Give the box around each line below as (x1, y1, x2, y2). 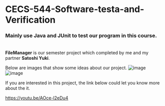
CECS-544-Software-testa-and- (5, 4, 144, 15)
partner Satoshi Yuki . (5, 55, 50, 61)
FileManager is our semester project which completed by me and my (5, 50, 149, 56)
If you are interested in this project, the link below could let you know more (5, 80, 160, 86)
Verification (5, 14, 56, 26)
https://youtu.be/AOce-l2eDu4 (5, 95, 69, 101)
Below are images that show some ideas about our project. (5, 65, 127, 71)
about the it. (5, 85, 30, 91)
